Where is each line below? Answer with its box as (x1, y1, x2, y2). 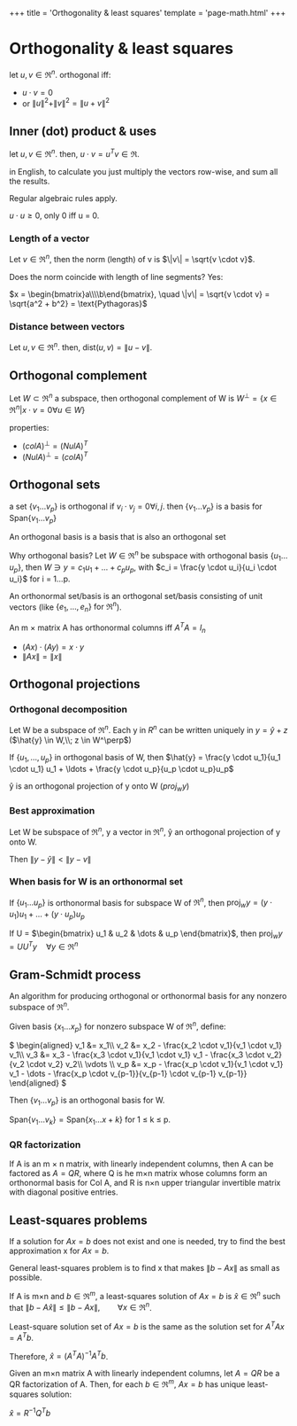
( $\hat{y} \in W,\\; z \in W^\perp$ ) (9, 735, 133, 745)
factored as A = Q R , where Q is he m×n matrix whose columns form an (9, 1168, 268, 1179)
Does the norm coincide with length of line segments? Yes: (9, 271, 224, 282)
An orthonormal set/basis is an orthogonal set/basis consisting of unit (9, 590, 263, 601)
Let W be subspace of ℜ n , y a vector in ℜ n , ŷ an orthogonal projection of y (9, 824, 281, 837)
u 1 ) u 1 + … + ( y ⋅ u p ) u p (9, 908, 86, 922)
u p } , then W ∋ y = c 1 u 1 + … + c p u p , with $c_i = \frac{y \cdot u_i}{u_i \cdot (9, 562, 277, 574)
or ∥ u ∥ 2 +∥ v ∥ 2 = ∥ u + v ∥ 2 (21, 97, 110, 109)
